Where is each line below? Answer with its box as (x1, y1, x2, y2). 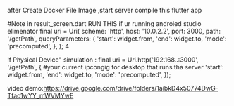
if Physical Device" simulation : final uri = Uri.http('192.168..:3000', (7, 55, 199, 64)
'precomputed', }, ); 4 (7, 42, 69, 50)
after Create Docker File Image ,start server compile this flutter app (7, 6, 202, 14)
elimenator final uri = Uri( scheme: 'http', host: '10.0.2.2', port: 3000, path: (7, 27, 221, 35)
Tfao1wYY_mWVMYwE (7, 91, 74, 100)
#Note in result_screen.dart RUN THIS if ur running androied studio (7, 20, 202, 27)
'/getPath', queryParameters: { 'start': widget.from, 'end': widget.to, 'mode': (7, 34, 227, 43)
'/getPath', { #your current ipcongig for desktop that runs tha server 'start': (7, 63, 224, 71)
